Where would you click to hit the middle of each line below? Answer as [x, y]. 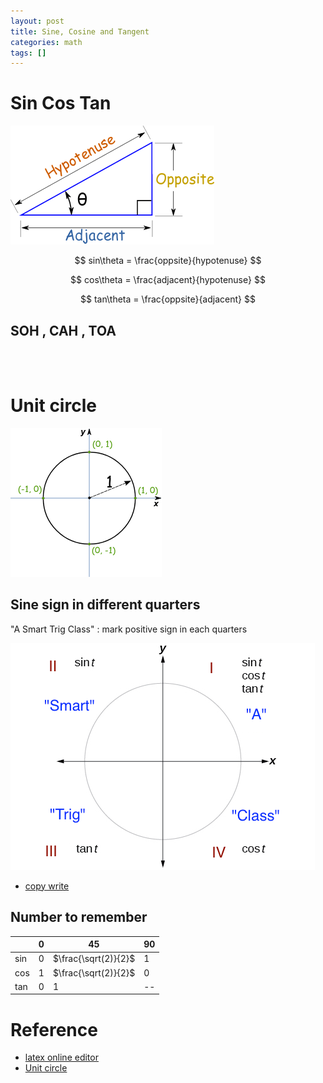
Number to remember [79, 917]
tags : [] [28, 53]
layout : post [37, 21]
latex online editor [61, 1057]
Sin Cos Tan [61, 103]
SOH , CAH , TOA [63, 330]
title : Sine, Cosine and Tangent [80, 31]
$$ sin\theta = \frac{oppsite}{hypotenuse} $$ [168, 261]
